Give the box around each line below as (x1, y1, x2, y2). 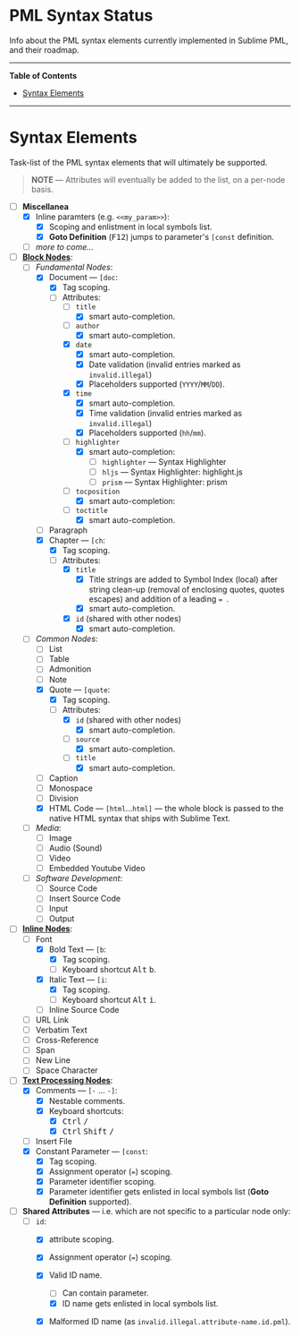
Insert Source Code (48, 893, 121, 904)
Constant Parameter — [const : (35, 1145, 149, 1156)
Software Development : (35, 873, 123, 884)
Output (48, 913, 75, 924)
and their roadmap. (9, 44, 79, 55)
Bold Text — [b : (48, 944, 107, 955)
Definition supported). (48, 1196, 132, 1207)
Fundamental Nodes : (35, 261, 113, 273)
